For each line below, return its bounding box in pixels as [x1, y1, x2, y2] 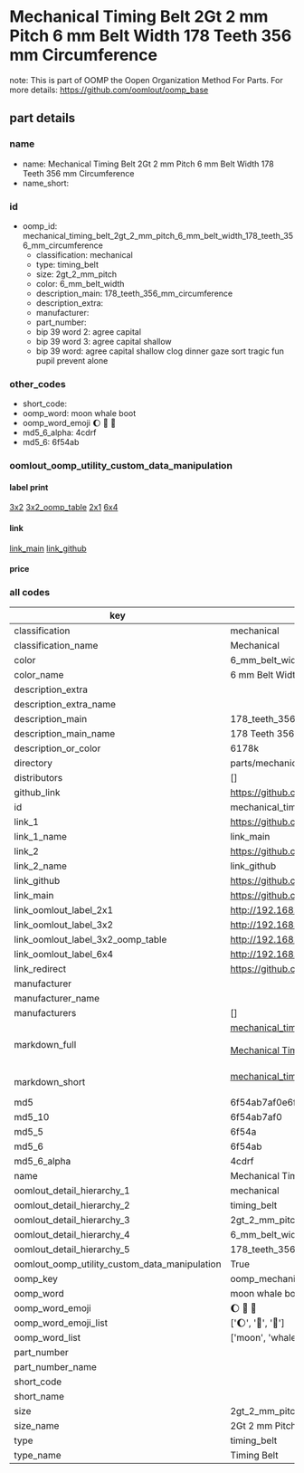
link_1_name [14, 831, 68, 843]
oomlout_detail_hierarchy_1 [14, 1184, 130, 1197]
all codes [9, 586, 51, 599]
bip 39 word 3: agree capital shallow [35, 336, 172, 347]
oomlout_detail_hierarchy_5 [14, 1243, 130, 1256]
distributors [14, 772, 63, 784]
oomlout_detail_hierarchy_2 [14, 1199, 130, 1212]
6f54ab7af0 [230, 1111, 282, 1124]
